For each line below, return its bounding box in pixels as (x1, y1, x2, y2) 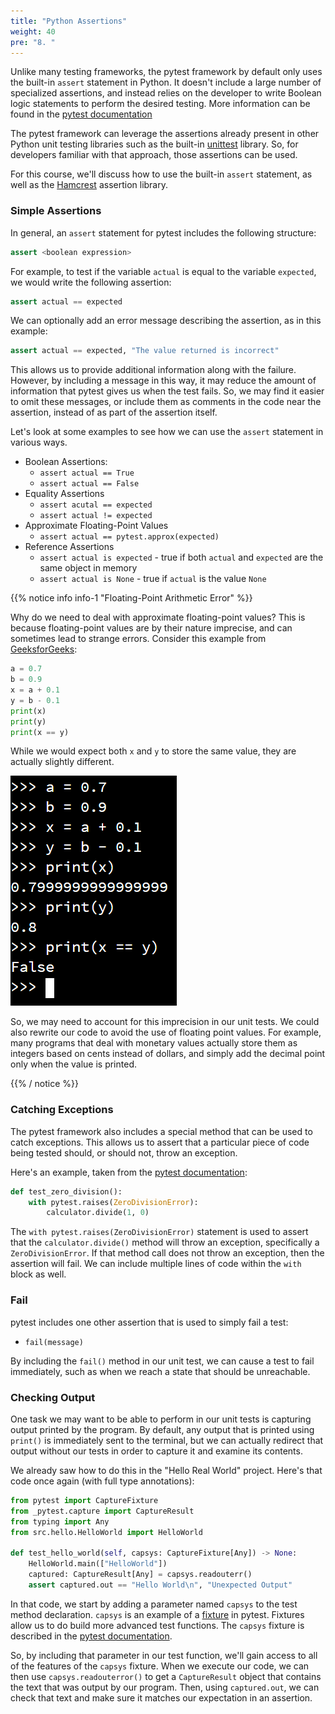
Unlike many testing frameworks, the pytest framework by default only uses (10, 66, 323, 78)
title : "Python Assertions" (10, 16, 128, 26)
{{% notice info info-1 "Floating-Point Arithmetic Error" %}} (10, 592, 253, 604)
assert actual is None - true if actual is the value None (39, 573, 267, 585)
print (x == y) (10, 727, 70, 737)
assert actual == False (39, 479, 140, 489)
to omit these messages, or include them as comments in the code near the (10, 396, 322, 408)
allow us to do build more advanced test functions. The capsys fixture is (10, 1619, 305, 1631)
